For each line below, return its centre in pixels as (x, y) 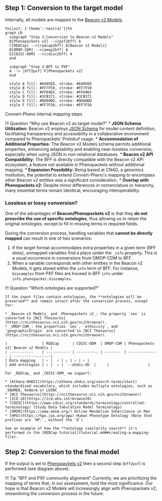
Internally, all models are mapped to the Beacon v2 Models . (64, 19)
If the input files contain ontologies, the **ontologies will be (73, 297)
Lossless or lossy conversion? (41, 203)
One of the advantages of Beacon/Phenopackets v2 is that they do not (76, 213)
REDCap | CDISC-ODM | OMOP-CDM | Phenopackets (100, 344)
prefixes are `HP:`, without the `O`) (44, 420)
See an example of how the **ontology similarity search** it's (71, 429)
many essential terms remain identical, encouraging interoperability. (73, 190)
